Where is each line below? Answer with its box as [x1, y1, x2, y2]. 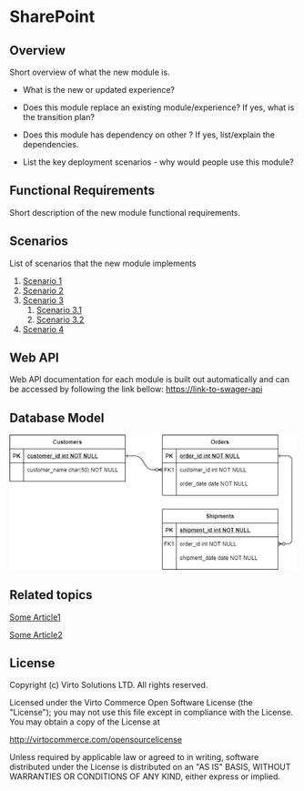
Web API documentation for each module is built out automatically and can [9, 374, 289, 385]
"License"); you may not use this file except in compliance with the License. [9, 707, 294, 718]
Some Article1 [9, 612, 61, 623]
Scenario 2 [22, 285, 64, 296]
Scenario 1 [22, 275, 62, 286]
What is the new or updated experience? [22, 85, 176, 95]
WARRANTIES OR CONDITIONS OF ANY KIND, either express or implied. [9, 771, 280, 782]
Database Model [9, 410, 105, 425]
